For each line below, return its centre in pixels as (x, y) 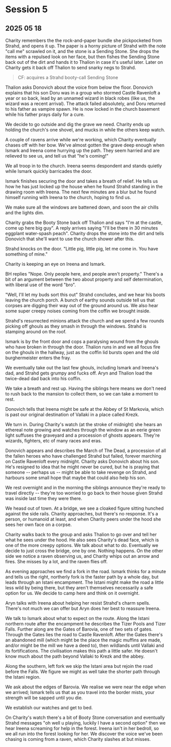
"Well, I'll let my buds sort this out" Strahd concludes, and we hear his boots (85, 295)
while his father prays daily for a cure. (45, 114)
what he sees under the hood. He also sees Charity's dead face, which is (82, 540)
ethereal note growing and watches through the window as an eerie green (83, 430)
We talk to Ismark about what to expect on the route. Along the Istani (77, 618)
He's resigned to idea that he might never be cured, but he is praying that (82, 467)
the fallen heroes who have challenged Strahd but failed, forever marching (83, 456)
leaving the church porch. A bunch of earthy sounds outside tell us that (80, 300)
